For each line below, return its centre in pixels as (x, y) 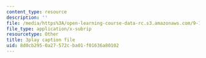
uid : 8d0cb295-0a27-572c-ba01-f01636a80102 (63, 46)
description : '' (27, 18)
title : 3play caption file (41, 40)
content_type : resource (37, 12)
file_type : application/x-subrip (49, 29)
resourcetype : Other (33, 34)
